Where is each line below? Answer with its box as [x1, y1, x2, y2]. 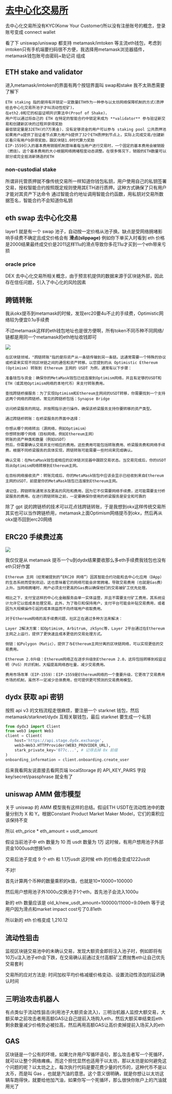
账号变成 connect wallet [5, 29, 56, 35]
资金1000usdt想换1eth [5, 845, 52, 851]
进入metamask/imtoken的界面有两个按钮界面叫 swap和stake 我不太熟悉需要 [5, 82, 165, 88]
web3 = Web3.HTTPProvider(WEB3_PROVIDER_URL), [14, 743, 111, 748]
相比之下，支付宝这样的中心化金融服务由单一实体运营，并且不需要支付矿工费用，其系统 [5, 595, 162, 600]
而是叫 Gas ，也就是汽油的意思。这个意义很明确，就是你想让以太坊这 [18, 1070, 164, 1077]
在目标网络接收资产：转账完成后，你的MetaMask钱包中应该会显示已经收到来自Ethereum [5, 473, 164, 478]
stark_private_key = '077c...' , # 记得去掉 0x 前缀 [14, 747, 118, 753]
